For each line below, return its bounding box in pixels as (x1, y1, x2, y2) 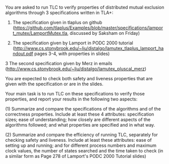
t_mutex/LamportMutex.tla (12, 30, 68, 36)
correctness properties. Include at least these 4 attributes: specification (5, 111, 154, 117)
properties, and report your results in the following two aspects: (5, 96, 138, 102)
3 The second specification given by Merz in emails (5, 61, 112, 66)
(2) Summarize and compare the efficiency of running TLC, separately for (5, 132, 158, 138)
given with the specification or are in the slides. (5, 81, 103, 87)
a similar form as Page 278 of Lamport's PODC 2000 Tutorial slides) (5, 153, 146, 159)
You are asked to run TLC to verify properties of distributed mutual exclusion (5, 5, 164, 10)
